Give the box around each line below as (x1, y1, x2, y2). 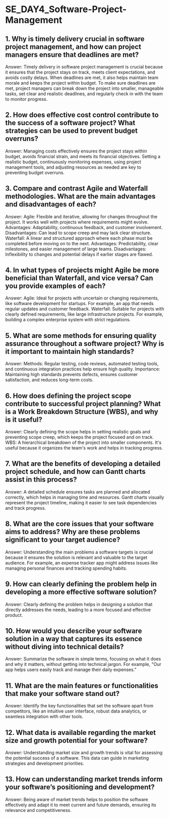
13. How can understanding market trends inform (5, 775, 163, 784)
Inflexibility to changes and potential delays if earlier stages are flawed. (5, 251, 153, 257)
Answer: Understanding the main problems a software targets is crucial (5, 549, 153, 555)
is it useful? (5, 415, 42, 424)
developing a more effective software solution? (5, 588, 157, 597)
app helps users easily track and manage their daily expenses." (5, 666, 137, 673)
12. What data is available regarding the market (5, 728, 156, 737)
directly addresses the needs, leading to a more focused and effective (5, 607, 151, 613)
